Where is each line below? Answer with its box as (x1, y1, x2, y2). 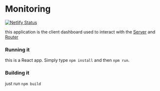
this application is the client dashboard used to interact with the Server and (5, 29, 156, 35)
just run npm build (5, 80, 41, 86)
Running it (5, 46, 30, 53)
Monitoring (5, 3, 51, 15)
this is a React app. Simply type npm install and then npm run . (5, 57, 130, 63)
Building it (5, 70, 30, 76)
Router (5, 34, 18, 40)
